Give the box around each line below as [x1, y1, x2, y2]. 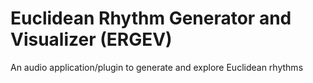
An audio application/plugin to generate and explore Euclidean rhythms [10, 61, 304, 73]
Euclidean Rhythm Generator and [10, 7, 292, 30]
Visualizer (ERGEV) [10, 28, 173, 51]
